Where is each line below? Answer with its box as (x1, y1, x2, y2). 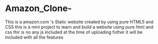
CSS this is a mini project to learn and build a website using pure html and (5, 24, 154, 29)
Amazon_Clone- (5, 3, 72, 14)
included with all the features (5, 34, 64, 40)
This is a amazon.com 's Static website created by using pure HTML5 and (5, 19, 154, 25)
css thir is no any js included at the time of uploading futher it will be (5, 29, 143, 35)
